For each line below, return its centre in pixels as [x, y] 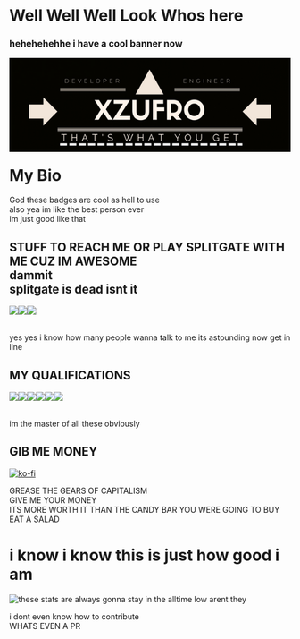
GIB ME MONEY [54, 452]
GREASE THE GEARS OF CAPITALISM [79, 490]
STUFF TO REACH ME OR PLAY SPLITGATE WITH [147, 247]
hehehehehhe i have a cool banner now [96, 44]
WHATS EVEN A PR [45, 626]
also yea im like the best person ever [77, 209]
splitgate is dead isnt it [74, 289]
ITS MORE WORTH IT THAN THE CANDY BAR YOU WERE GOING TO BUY [145, 509]
